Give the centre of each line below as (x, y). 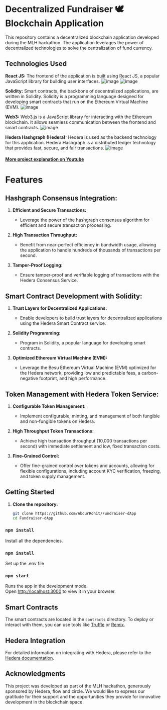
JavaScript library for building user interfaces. (53, 81)
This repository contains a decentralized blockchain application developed (82, 37)
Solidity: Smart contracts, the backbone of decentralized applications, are (82, 91)
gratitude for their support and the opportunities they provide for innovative (83, 696)
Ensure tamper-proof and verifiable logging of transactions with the (90, 275)
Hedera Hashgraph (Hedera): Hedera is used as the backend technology (81, 137)
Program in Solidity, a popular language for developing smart (83, 343)
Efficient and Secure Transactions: (49, 210)
